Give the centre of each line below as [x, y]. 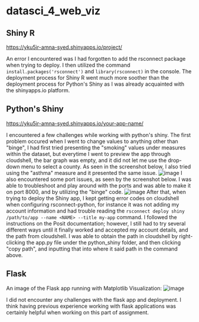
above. [15, 255]
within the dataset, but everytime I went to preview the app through [89, 154]
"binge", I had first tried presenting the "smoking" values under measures [96, 148]
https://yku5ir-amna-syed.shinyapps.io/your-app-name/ [75, 123]
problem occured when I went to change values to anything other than [92, 141]
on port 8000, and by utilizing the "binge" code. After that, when [96, 192]
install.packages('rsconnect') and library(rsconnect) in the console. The [99, 71]
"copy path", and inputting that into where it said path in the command [92, 249]
